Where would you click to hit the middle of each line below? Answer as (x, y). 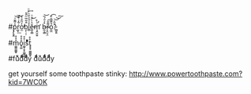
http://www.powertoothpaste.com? (186, 74)
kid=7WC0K (28, 82)
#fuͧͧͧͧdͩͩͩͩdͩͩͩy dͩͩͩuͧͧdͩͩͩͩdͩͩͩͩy (32, 58)
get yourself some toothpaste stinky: (68, 74)
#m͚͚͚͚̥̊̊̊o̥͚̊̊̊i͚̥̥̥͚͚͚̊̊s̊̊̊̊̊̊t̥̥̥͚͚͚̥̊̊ (20, 43)
